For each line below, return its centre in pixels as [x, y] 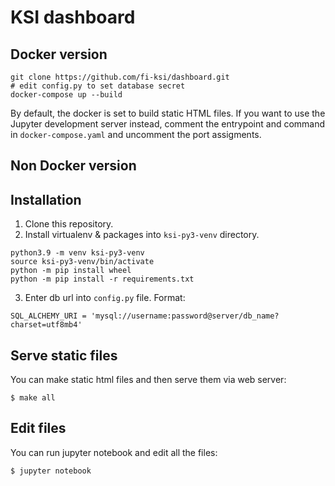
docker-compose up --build [66, 95]
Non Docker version [73, 166]
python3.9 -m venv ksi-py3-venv [77, 253]
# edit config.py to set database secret [98, 86]
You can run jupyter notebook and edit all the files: [114, 452]
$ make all [33, 398]
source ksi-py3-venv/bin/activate [82, 262]
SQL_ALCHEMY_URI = [48, 316]
